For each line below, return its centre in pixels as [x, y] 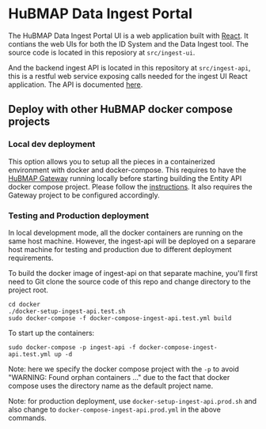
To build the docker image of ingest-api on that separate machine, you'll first [133, 273]
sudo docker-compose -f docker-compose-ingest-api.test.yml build [120, 318]
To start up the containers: [51, 333]
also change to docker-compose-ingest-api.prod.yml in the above [115, 409]
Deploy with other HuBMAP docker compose [121, 109]
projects [29, 122]
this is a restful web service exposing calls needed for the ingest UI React [128, 76]
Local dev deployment [52, 145]
